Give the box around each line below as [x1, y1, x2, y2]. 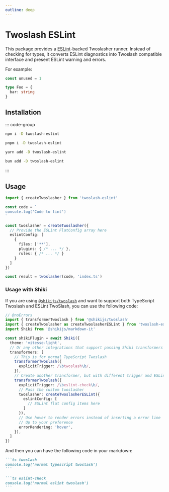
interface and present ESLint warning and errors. [5, 56, 107, 62]
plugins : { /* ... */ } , [18, 247, 71, 252]
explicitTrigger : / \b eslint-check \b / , [18, 382, 100, 387]
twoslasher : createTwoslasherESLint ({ [18, 392, 100, 397]
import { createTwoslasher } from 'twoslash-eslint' [5, 196, 118, 201]
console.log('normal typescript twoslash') [5, 462, 98, 467]
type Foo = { [5, 85, 33, 90]
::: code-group [5, 121, 35, 127]
